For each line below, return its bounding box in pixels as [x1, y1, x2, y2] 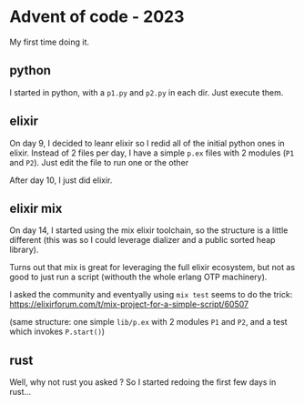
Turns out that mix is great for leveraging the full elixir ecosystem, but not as [9, 262, 296, 273]
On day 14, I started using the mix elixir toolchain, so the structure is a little [9, 225, 289, 236]
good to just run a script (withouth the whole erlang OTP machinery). [9, 271, 268, 283]
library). [9, 244, 39, 256]
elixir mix [9, 200, 63, 216]
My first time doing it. [9, 36, 89, 47]
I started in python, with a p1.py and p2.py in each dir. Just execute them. [9, 86, 284, 97]
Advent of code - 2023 [9, 6, 185, 27]
